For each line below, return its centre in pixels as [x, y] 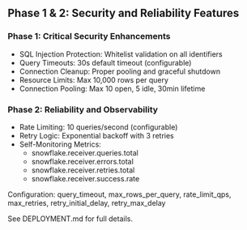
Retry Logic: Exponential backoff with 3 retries [97, 135]
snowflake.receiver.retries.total [83, 170]
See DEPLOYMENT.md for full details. [70, 219]
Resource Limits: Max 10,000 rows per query [94, 79]
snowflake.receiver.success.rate [85, 178]
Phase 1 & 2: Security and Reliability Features [123, 13]
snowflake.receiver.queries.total [85, 152]
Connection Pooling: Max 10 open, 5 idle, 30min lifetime [112, 88]
